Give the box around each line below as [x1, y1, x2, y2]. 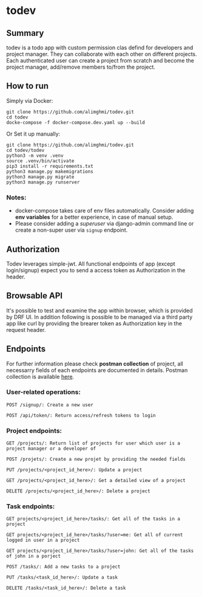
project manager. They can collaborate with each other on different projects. [6, 50, 197, 58]
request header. [6, 326, 46, 333]
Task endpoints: [6, 502, 55, 511]
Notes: [6, 193, 27, 201]
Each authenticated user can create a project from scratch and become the [6, 57, 195, 64]
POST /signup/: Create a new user [6, 402, 94, 408]
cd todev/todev [6, 147, 45, 153]
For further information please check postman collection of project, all [6, 360, 183, 367]
